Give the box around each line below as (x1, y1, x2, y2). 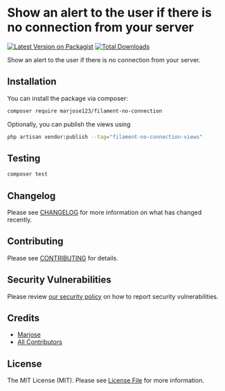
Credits (7, 312, 40, 324)
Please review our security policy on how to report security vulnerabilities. (7, 292, 219, 301)
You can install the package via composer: (7, 94, 128, 102)
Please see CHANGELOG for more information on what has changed (7, 209, 202, 216)
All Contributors (17, 338, 62, 346)
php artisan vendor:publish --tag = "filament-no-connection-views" (7, 133, 203, 140)
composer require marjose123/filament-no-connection (7, 107, 163, 115)
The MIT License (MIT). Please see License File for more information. (7, 376, 204, 385)
